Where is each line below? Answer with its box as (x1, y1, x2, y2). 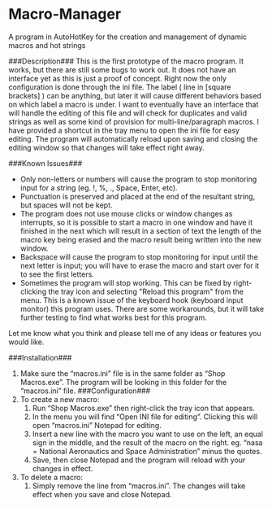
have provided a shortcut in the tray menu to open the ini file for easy (8, 125, 240, 135)
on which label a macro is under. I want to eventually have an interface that (8, 99, 259, 109)
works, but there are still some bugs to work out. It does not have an (8, 64, 237, 74)
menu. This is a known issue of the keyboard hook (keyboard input (19, 295, 244, 305)
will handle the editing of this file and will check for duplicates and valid (8, 107, 248, 118)
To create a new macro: (19, 394, 100, 404)
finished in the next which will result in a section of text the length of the (19, 225, 261, 236)
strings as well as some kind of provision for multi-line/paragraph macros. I (8, 116, 260, 126)
